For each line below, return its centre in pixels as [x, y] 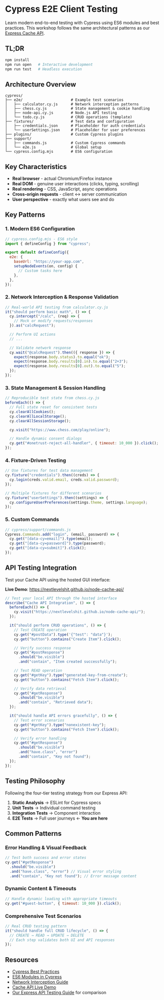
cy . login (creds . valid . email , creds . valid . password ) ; [64, 480]
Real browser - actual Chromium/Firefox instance [62, 178]
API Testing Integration [41, 568]
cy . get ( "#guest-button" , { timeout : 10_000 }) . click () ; [63, 903]
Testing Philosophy [35, 781]
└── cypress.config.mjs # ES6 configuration [59, 152]
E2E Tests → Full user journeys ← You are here [60, 818]
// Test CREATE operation [40, 630]
